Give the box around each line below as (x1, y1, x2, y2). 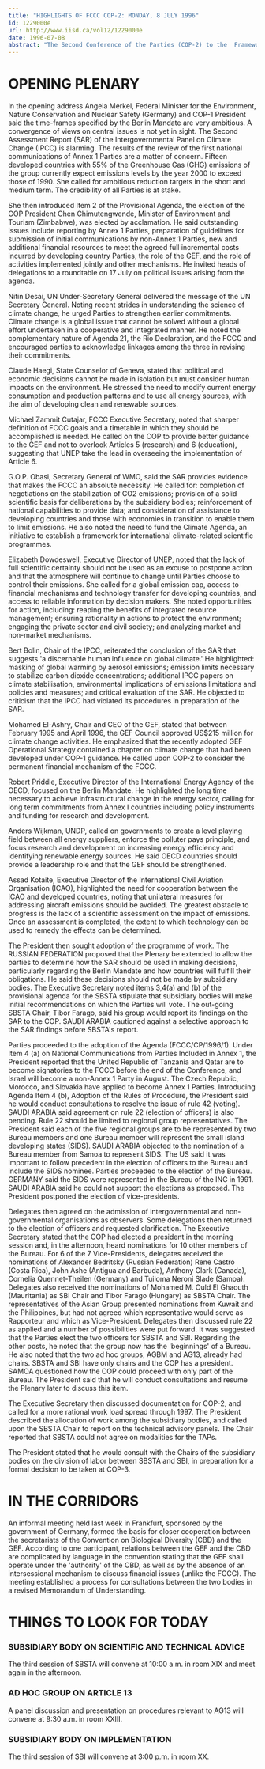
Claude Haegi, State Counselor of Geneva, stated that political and (8, 366, 224, 376)
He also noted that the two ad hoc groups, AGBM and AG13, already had (8, 1350, 243, 1359)
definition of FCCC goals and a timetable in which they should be (8, 423, 219, 433)
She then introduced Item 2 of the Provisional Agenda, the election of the (8, 201, 246, 210)
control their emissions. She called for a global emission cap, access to (8, 580, 239, 589)
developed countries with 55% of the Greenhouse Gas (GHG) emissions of (8, 160, 251, 170)
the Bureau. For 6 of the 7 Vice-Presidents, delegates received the (8, 1249, 224, 1259)
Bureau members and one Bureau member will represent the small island (8, 1133, 244, 1142)
